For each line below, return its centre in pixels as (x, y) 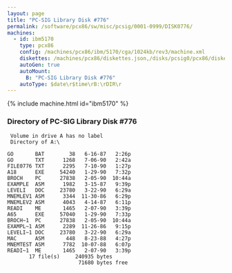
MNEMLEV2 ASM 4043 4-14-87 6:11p (69, 202)
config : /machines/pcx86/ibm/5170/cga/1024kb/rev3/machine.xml (113, 52)
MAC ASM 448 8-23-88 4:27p (69, 239)
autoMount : (35, 71)
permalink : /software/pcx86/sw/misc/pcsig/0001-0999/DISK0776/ (100, 26)
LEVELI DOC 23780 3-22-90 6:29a (69, 190)
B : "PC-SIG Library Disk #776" (70, 78)
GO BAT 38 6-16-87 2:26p (69, 154)
